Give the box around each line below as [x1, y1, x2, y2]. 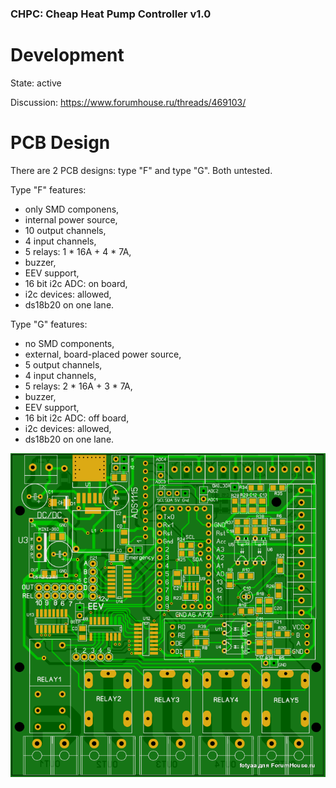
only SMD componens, [24, 203, 120, 215]
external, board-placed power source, [24, 348, 182, 360]
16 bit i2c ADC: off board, [24, 412, 130, 424]
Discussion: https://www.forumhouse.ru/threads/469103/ [10, 96, 247, 108]
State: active [10, 77, 62, 89]
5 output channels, [24, 358, 103, 371]
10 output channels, [24, 224, 107, 236]
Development [10, 44, 125, 67]
